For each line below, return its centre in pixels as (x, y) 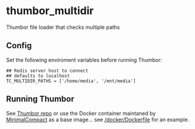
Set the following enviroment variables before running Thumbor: (84, 59)
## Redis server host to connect (47, 71)
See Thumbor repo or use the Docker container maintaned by (81, 113)
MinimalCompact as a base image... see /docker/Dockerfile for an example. (98, 120)
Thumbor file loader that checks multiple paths (63, 27)
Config (19, 46)
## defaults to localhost (38, 76)
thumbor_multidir (50, 11)
